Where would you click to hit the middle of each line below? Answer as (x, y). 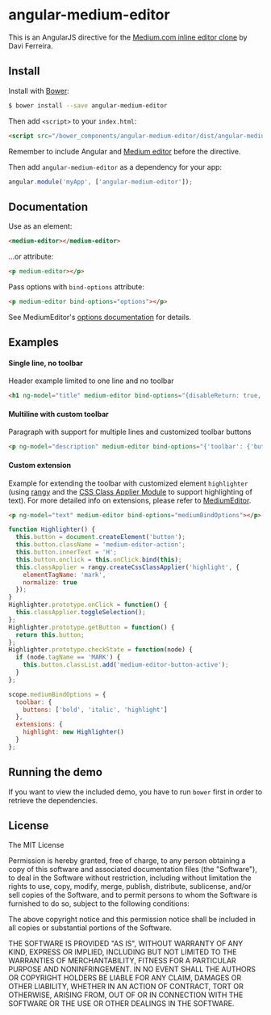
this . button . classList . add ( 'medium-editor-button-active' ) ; (126, 665)
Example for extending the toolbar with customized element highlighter (128, 483)
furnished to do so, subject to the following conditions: (99, 903)
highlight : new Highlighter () (74, 732)
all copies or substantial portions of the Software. (90, 928)
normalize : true (50, 582)
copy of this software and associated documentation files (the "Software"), (133, 870)
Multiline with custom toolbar (58, 414)
